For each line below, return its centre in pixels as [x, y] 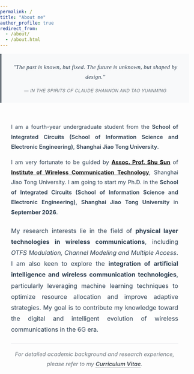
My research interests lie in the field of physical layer [95, 231]
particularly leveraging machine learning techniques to [95, 285]
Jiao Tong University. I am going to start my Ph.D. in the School [95, 182]
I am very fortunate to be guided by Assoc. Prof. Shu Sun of [95, 162]
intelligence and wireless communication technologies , [95, 275]
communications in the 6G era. [55, 329]
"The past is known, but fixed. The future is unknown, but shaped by [95, 67]
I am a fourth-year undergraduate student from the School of [95, 127]
